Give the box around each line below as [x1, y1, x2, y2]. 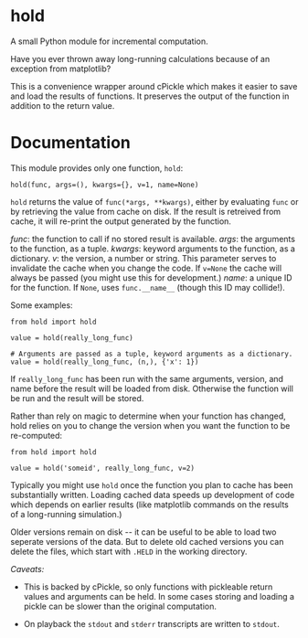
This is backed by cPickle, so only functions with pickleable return [23, 581, 273, 592]
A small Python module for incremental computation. [10, 36, 208, 47]
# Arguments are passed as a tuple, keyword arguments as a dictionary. [10, 349, 293, 358]
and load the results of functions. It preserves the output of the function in [10, 90, 290, 101]
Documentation [10, 133, 132, 154]
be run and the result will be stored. [10, 392, 144, 403]
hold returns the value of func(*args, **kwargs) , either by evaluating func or [10, 196, 299, 207]
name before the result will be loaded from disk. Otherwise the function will [10, 383, 293, 394]
